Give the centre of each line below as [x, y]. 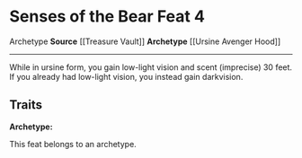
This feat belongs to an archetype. [73, 144]
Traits [26, 105]
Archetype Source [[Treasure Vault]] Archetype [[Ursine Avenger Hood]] [145, 41]
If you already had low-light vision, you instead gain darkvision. [126, 76]
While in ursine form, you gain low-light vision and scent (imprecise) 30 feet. [151, 67]
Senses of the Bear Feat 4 [107, 17]
